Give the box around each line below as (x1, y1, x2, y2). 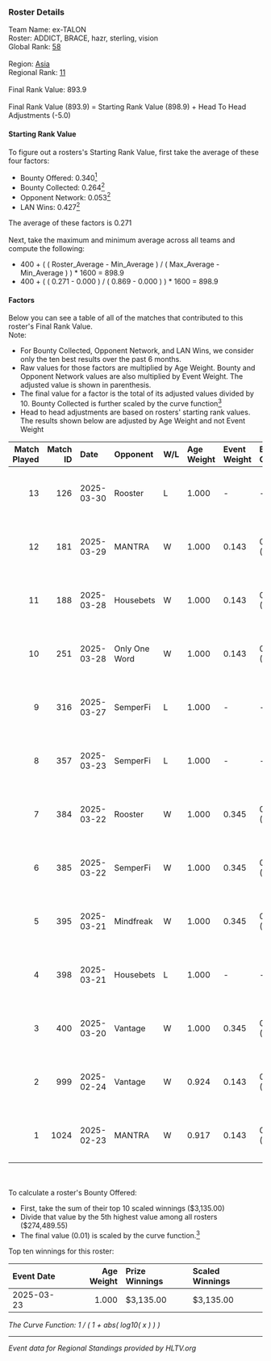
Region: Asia (8, 59, 50, 69)
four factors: (8, 156, 50, 166)
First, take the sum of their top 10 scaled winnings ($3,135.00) (19, 1203, 225, 1213)
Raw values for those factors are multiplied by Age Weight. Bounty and (19, 363, 256, 373)
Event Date (12, 1271, 56, 1282)
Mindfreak (114, 915, 153, 926)
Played (12, 453, 40, 464)
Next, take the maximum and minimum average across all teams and (8, 235, 236, 245)
